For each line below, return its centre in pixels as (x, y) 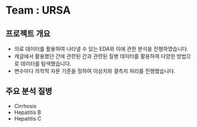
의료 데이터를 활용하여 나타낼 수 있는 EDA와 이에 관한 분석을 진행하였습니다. (101, 49)
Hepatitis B (28, 112)
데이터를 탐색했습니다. (46, 63)
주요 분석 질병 (29, 91)
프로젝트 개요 (28, 33)
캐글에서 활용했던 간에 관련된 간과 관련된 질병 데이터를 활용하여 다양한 (95, 56)
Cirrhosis (25, 106)
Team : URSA (38, 10)
